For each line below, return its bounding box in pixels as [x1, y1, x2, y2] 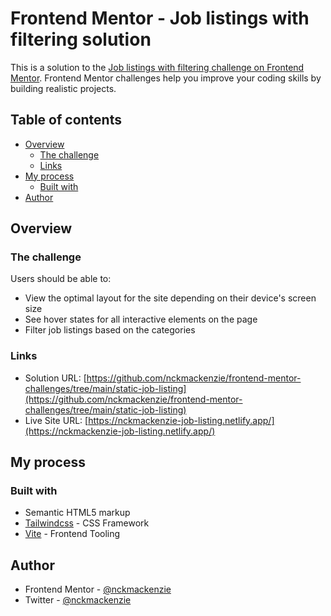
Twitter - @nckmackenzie [24, 594, 132, 606]
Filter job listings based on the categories [24, 324, 196, 336]
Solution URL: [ [24, 372, 87, 384]
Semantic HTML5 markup [24, 507, 131, 519]
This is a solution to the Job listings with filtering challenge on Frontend [10, 61, 305, 73]
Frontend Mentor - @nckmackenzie [24, 583, 172, 596]
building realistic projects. [10, 82, 117, 94]
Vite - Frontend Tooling [24, 528, 121, 540]
